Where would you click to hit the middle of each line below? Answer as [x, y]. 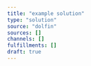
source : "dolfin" [32, 26]
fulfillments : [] [32, 45]
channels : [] [26, 39]
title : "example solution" [46, 13]
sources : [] [24, 33]
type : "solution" [32, 20]
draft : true [24, 52]
